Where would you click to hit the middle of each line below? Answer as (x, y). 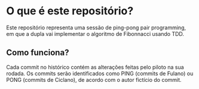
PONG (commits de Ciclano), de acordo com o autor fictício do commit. (94, 79)
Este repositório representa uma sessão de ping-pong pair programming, (96, 27)
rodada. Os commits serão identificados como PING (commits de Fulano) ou (100, 73)
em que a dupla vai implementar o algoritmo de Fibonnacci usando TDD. (95, 33)
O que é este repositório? (70, 11)
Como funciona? (38, 53)
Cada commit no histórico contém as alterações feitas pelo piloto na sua (95, 67)
